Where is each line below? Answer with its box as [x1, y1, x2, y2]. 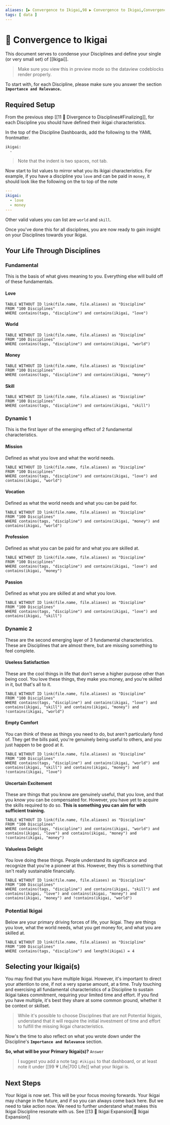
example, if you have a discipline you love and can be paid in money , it [5, 173, 150, 179]
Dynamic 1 [5, 415, 31, 422]
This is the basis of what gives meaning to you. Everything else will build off [5, 273, 163, 280]
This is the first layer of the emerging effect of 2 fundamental [5, 427, 133, 433]
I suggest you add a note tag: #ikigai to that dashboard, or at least [17, 1058, 157, 1065]
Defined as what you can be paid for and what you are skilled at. [5, 545, 140, 552]
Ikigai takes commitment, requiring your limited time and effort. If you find [5, 992, 158, 998]
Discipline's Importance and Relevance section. [5, 1039, 103, 1045]
